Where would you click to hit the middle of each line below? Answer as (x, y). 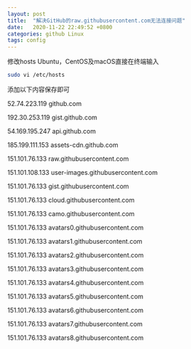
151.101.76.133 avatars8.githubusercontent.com (76, 338)
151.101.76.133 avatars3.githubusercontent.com (76, 269)
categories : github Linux (45, 34)
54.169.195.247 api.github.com (52, 131)
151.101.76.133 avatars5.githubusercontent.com (76, 296)
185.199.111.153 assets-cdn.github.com (63, 145)
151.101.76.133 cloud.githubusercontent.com (71, 200)
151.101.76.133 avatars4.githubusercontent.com (76, 283)
